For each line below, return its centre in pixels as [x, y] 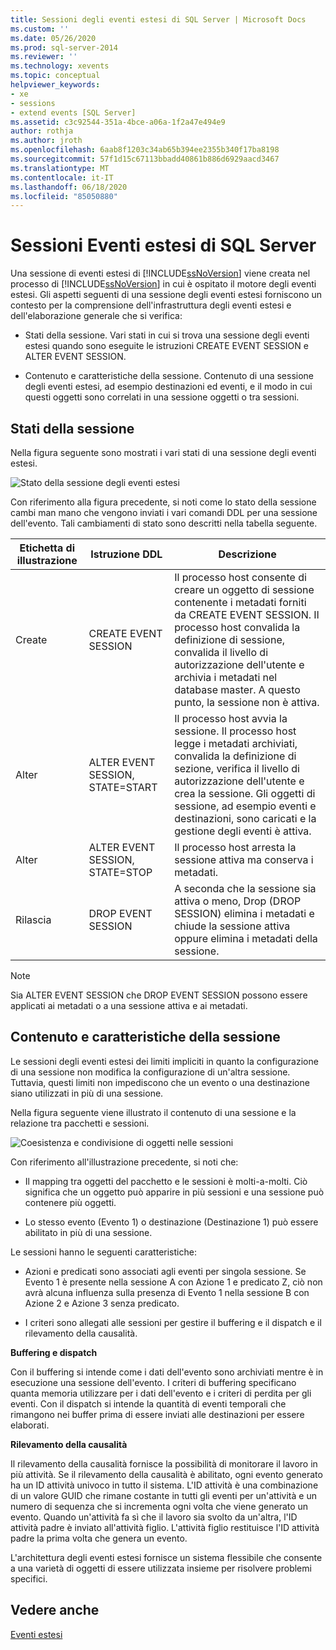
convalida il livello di [221, 652]
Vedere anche [55, 1610]
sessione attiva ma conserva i [244, 859]
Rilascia [33, 919]
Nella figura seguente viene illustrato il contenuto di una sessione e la [153, 1112]
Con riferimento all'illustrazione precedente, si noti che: [124, 1162]
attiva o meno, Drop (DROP [238, 901]
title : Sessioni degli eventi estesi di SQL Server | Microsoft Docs [158, 19]
